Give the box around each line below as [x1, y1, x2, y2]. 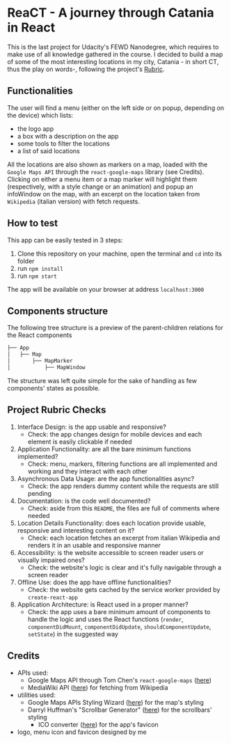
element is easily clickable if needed [27, 437, 132, 446]
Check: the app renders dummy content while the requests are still [27, 482, 219, 490]
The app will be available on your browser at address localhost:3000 [7, 285, 205, 293]
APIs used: [17, 668, 49, 677]
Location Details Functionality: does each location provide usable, [17, 519, 207, 527]
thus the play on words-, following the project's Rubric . [7, 65, 165, 73]
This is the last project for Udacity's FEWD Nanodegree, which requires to [7, 42, 219, 51]
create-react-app [27, 594, 79, 601]
